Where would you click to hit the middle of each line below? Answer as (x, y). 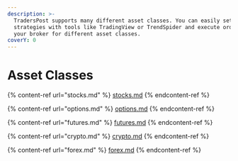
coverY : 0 (22, 40)
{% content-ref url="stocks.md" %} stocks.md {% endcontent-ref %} (109, 95)
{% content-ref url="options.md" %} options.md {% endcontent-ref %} (111, 109)
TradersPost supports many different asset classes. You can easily (117, 21)
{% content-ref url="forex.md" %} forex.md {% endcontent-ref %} (104, 150)
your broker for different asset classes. (77, 34)
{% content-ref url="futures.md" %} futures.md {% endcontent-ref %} (110, 123)
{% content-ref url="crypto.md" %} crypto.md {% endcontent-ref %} (108, 136)
